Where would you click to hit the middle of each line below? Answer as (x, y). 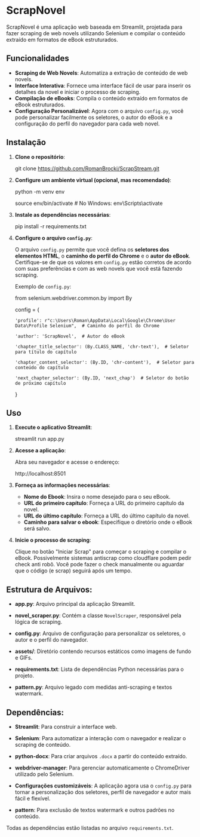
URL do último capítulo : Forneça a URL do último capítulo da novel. (107, 516)
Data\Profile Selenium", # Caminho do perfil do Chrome (87, 326)
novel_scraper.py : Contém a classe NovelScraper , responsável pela (98, 615)
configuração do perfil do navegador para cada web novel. (87, 124)
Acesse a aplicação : (40, 450)
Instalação (26, 142)
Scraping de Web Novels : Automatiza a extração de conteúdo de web (101, 73)
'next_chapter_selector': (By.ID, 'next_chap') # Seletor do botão (102, 378)
